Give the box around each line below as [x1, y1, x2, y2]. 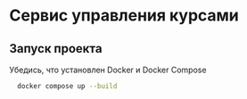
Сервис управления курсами [9, 5, 239, 26]
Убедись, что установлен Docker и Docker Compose [9, 64, 207, 75]
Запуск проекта [9, 41, 103, 56]
